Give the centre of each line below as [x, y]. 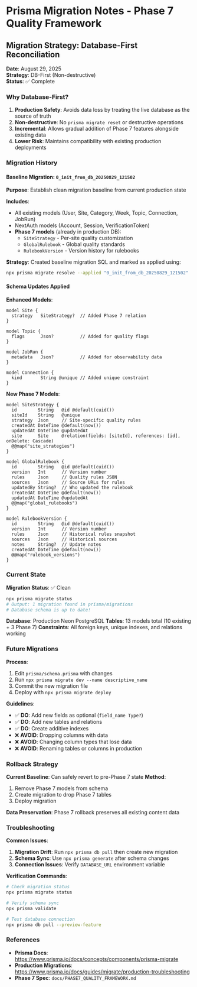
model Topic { [24, 331]
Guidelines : [20, 703]
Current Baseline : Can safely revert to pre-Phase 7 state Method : [86, 777]
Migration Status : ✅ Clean [38, 587]
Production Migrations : [43, 965]
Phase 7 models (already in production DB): [68, 232]
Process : [17, 662]
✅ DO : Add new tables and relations [58, 721]
